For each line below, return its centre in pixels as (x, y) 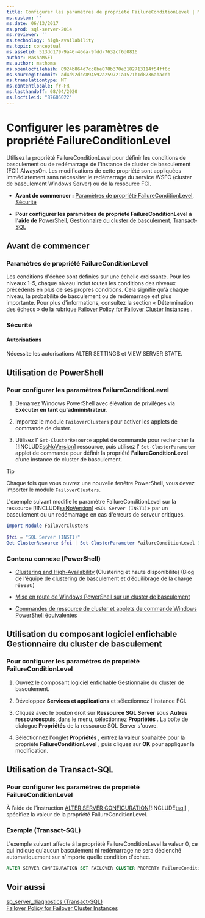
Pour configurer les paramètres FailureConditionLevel (88, 390)
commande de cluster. (43, 428)
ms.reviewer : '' (27, 35)
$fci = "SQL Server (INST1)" (43, 537)
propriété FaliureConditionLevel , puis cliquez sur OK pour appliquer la (105, 744)
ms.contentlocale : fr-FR (38, 86)
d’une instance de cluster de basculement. (69, 460)
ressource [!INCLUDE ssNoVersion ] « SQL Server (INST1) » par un (87, 508)
